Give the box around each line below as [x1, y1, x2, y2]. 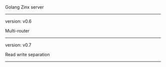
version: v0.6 [5, 18, 32, 24]
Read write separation [5, 52, 50, 57]
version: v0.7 [5, 42, 32, 48]
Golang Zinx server [5, 4, 44, 10]
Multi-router [5, 28, 30, 33]
